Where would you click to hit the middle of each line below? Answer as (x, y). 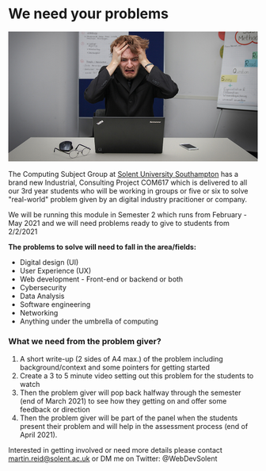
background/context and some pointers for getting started (114, 367)
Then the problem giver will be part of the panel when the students (129, 418)
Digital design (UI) (49, 262)
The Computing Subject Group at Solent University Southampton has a (123, 174)
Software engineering (55, 304)
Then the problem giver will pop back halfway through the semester (130, 392)
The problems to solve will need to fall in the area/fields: (102, 247)
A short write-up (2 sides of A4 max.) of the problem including (121, 358)
